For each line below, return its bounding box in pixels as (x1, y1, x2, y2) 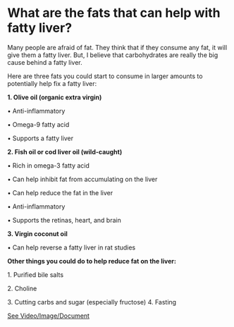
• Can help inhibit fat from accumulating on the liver (7, 175, 158, 183)
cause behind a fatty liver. (7, 58, 82, 66)
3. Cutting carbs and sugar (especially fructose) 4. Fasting (7, 297, 177, 306)
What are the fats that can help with (7, 5, 221, 21)
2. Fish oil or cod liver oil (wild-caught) (7, 147, 123, 156)
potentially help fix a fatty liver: (7, 79, 97, 87)
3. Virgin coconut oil (7, 229, 68, 237)
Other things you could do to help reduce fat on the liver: (7, 257, 176, 265)
